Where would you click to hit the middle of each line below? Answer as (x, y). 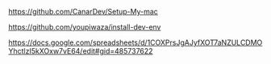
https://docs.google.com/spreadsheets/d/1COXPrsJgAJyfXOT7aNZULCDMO (135, 42)
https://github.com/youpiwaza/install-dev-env (85, 27)
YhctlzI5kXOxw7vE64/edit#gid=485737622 (81, 51)
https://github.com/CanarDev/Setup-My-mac (83, 12)
